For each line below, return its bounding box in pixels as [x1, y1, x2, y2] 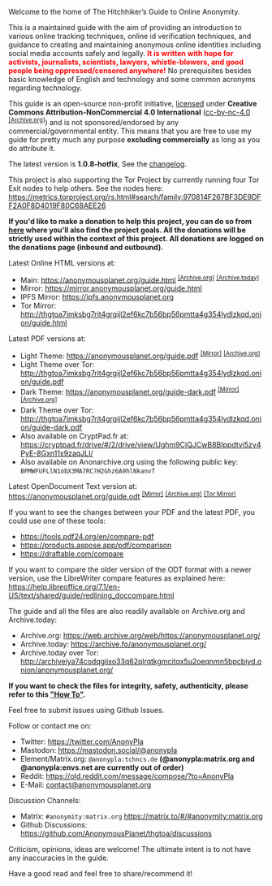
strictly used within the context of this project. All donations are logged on [8, 233, 265, 243]
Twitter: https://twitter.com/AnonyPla [19, 737, 144, 746]
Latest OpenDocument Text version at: [8, 482, 138, 491]
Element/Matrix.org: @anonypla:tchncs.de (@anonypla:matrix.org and [19, 754, 256, 763]
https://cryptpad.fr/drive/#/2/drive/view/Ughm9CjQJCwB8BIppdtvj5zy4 [19, 440, 261, 450]
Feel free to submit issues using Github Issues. [8, 705, 165, 715]
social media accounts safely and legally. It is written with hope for [8, 49, 234, 58]
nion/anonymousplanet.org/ [19, 665, 114, 675]
